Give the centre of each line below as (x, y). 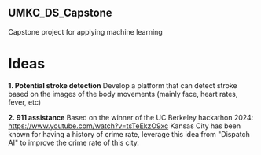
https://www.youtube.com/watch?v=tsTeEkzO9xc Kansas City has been (125, 126)
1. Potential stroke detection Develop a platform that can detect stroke (123, 85)
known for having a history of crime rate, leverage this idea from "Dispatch (129, 134)
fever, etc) (25, 102)
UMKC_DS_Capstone (60, 13)
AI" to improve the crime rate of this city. (74, 142)
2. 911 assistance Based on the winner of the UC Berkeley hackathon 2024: (131, 117)
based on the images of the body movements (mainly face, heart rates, (123, 94)
